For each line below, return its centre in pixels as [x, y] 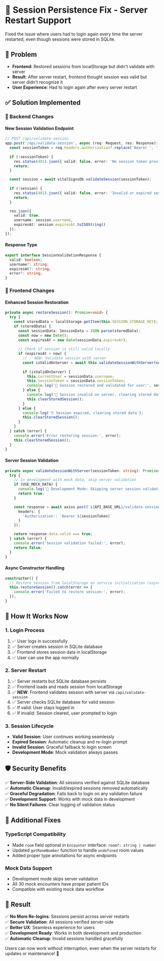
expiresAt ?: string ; [30, 269]
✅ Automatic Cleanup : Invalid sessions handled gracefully [64, 938]
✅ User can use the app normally [45, 657]
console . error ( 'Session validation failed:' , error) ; [70, 543]
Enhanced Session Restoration [37, 302]
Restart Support [38, 20]
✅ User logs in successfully [40, 641]
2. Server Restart [26, 670]
